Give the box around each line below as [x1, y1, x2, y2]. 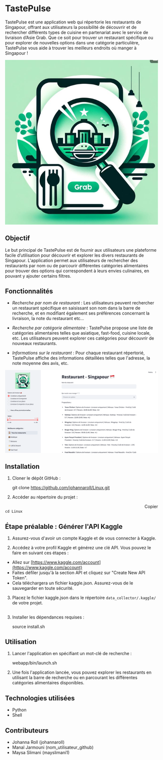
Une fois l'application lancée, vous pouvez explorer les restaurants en [12, 669, 152, 676]
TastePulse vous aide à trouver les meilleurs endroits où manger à [5, 45, 137, 51]
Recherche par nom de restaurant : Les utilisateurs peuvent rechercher [12, 300, 154, 306]
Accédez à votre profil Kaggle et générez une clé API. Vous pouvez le [12, 545, 151, 551]
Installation [5, 462, 40, 471]
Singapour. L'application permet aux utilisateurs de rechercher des [5, 257, 138, 263]
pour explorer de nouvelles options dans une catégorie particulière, [5, 40, 140, 45]
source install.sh [12, 623, 45, 629]
